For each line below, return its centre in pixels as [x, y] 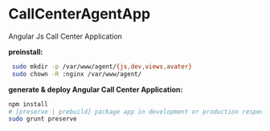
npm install [28, 104]
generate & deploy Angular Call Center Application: [96, 89]
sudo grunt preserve [43, 119]
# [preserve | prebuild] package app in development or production [124, 112]
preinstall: [26, 51]
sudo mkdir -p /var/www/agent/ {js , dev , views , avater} [102, 66]
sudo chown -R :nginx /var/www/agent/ [77, 74]
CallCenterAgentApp [80, 14]
